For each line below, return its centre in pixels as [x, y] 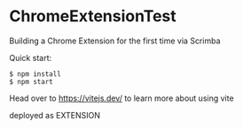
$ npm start [31, 81]
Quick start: [30, 57]
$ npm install [35, 74]
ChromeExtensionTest [93, 16]
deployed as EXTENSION [55, 115]
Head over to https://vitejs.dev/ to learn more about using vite [121, 98]
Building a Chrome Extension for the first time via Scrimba [115, 41]
